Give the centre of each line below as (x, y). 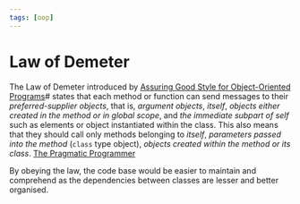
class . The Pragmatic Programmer (73, 153)
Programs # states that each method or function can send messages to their (149, 96)
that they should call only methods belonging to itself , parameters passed (146, 134)
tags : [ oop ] (31, 17)
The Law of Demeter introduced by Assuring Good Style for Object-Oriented (150, 87)
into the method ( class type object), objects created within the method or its (150, 143)
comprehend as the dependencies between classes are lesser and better (144, 180)
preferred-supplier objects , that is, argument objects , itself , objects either (145, 106)
